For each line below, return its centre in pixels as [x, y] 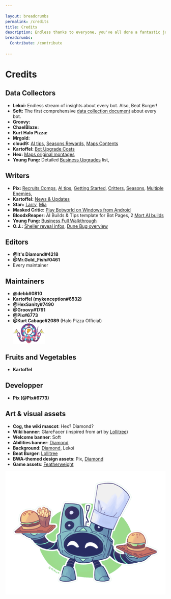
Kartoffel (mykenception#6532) [47, 299]
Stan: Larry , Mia [30, 204]
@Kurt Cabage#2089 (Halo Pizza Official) [57, 321]
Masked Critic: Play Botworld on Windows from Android [72, 210]
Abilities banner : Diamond [40, 442]
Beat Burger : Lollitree [35, 453]
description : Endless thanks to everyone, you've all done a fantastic [83, 32]
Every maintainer [30, 265]
